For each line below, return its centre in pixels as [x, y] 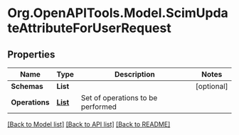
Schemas [27, 86]
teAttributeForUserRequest [90, 28]
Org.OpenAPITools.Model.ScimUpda [118, 13]
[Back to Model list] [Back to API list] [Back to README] [89, 124]
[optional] [212, 86]
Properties [31, 54]
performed [99, 107]
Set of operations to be [119, 98]
